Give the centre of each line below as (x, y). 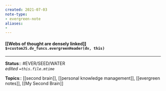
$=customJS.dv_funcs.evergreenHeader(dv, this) (55, 48)
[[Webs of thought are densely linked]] (46, 44)
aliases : (14, 23)
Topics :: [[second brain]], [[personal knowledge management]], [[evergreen (83, 78)
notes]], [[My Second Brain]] (34, 84)
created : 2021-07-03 (26, 10)
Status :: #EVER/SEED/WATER (35, 63)
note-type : (16, 14)
